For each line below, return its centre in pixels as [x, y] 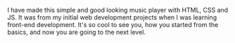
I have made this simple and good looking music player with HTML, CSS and [118, 10]
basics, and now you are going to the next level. [77, 32]
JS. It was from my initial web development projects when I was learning [112, 17]
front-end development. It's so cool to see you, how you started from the [113, 25]
